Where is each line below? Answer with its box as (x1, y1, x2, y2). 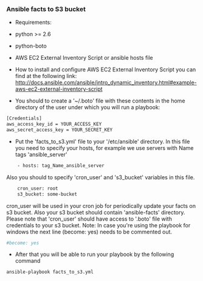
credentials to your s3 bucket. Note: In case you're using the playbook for (6, 221, 191, 229)
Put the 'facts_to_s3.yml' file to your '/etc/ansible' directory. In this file (15, 138, 190, 145)
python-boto (15, 42, 47, 50)
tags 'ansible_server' (15, 151, 68, 158)
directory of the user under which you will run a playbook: (15, 104, 160, 111)
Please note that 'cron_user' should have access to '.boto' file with (6, 215, 172, 222)
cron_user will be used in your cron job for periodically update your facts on (6, 202, 196, 209)
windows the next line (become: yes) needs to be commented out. (6, 228, 172, 235)
